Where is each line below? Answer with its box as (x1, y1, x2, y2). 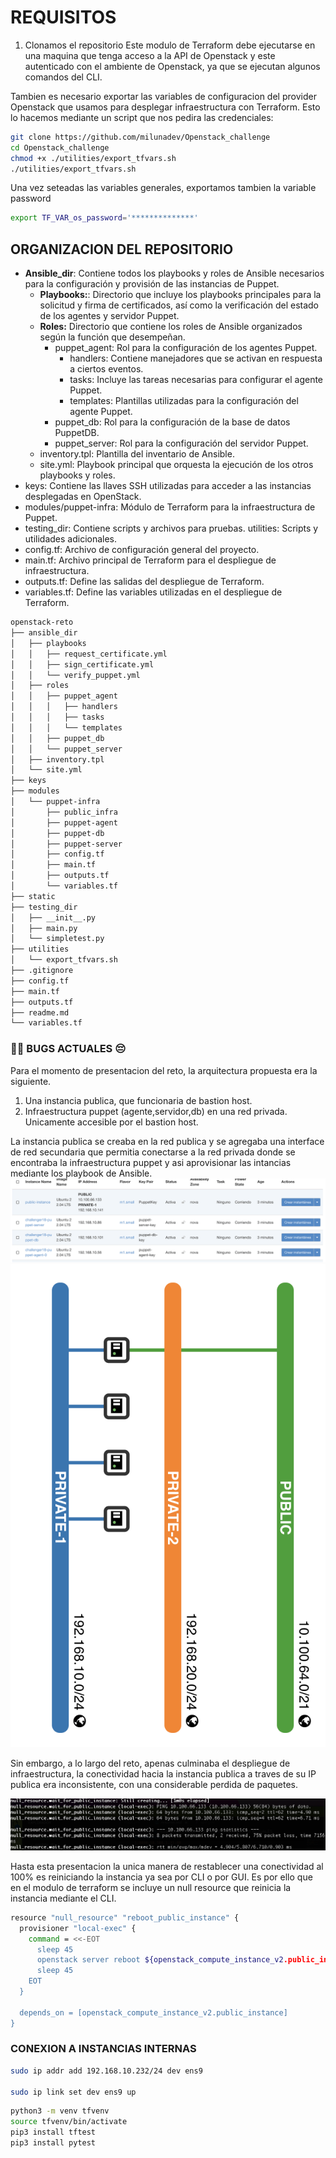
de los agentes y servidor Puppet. (39, 310, 180, 322)
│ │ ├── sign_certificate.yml (10, 659, 155, 670)
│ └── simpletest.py (10, 934, 105, 944)
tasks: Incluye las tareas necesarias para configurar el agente (69, 374, 324, 386)
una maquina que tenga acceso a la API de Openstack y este (24, 49, 276, 61)
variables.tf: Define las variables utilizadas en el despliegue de (24, 586, 283, 598)
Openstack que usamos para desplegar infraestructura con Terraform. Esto (10, 101, 321, 113)
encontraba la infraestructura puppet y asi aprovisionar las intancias (10, 1156, 292, 1168)
